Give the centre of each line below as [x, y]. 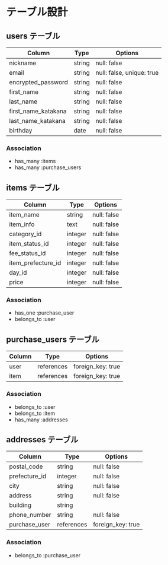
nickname [23, 63]
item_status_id [29, 244]
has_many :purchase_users [48, 167]
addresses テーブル [42, 439]
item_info [22, 224]
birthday [21, 130]
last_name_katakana [38, 121]
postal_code [26, 466]
